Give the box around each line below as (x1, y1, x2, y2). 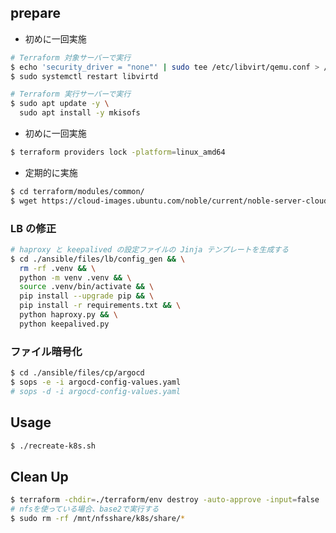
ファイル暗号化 (10, 344, 83, 358)
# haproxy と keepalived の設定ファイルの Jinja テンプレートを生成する (10, 244, 290, 255)
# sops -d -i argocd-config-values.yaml (10, 386, 182, 396)
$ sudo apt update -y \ (10, 99, 110, 109)
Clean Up (10, 468, 69, 485)
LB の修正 (10, 221, 57, 235)
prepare (10, 5, 61, 22)
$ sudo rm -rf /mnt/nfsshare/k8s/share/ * (10, 514, 186, 524)
